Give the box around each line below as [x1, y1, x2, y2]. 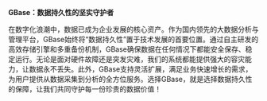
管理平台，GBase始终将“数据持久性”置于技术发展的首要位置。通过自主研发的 [8, 35, 259, 44]
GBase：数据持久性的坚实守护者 [8, 8, 114, 17]
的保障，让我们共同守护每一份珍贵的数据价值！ [8, 84, 161, 94]
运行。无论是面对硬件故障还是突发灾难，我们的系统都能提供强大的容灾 [14, 55, 245, 64]
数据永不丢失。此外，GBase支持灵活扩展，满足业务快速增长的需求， [29, 64, 253, 74]
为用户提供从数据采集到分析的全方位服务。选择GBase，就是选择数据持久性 [8, 75, 253, 84]
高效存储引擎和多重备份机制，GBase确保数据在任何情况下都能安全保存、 [8, 45, 246, 54]
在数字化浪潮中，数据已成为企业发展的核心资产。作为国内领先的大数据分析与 [8, 25, 259, 34]
